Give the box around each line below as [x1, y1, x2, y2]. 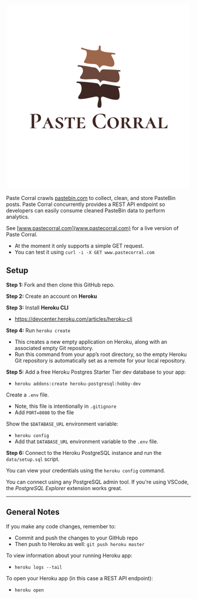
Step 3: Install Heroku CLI [6, 304, 69, 311]
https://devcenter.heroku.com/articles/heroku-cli [14, 315, 133, 322]
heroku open [14, 587, 44, 593]
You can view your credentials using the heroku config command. [6, 467, 165, 474]
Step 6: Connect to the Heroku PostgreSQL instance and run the [6, 449, 162, 456]
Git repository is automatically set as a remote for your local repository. [14, 357, 186, 364]
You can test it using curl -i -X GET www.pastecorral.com [14, 249, 155, 255]
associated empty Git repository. [14, 344, 94, 351]
